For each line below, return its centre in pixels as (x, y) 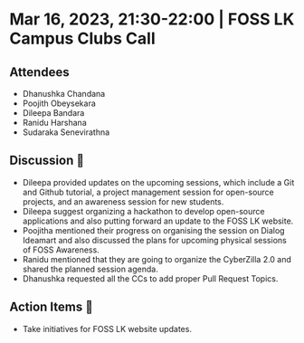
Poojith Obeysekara (59, 103)
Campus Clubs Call (82, 38)
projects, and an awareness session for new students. (123, 201)
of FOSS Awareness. (61, 250)
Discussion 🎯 (47, 161)
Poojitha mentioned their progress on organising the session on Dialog (153, 230)
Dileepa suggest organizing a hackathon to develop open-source (143, 211)
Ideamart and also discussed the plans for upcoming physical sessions (154, 240)
